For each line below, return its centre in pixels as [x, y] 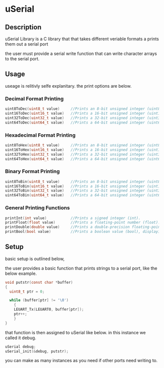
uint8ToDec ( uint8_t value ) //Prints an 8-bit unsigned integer [75, 109]
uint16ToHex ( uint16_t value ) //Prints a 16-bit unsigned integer [75, 150]
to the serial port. [22, 59]
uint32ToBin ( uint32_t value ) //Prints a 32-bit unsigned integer [75, 191]
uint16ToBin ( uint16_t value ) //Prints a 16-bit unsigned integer [75, 186]
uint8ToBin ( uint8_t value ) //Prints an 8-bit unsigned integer [75, 182]
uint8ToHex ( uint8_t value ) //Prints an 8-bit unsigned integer [75, 145]
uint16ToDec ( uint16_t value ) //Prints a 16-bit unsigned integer [75, 113]
